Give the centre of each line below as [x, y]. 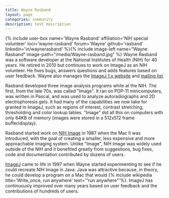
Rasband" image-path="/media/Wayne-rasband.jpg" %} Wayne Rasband [81, 55]
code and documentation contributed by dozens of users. [65, 155]
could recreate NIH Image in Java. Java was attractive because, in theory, [82, 170]
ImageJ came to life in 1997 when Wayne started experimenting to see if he [83, 164]
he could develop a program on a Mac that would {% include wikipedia [79, 175]
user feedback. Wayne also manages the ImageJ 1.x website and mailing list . [85, 76]
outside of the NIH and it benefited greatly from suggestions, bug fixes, [79, 149]
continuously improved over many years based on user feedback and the [81, 186]
